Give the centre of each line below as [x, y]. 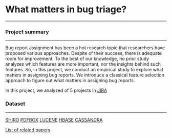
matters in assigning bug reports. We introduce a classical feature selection [85, 75]
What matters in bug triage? [66, 9]
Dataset [15, 104]
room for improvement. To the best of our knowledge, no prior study [77, 59]
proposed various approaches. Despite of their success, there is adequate [84, 53]
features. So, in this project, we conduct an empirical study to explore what [84, 70]
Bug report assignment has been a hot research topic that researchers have [85, 48]
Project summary [27, 32]
